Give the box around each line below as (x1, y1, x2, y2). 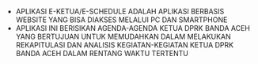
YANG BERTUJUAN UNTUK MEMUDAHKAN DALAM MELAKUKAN (15, 32, 231, 41)
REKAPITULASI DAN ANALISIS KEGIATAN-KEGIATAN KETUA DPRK (15, 40, 234, 50)
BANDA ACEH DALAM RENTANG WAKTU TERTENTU (15, 49, 188, 58)
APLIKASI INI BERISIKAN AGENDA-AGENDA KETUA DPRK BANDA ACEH (15, 24, 251, 32)
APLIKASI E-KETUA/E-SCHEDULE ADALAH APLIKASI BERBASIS (15, 7, 225, 16)
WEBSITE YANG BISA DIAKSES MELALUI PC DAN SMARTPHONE (15, 15, 228, 24)
